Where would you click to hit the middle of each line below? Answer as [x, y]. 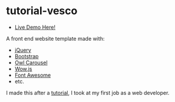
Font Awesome [33, 75]
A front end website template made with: [55, 38]
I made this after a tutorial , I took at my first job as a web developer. [88, 93]
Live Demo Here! [35, 27]
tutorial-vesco [42, 11]
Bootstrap [27, 56]
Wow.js [23, 68]
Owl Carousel [31, 62]
